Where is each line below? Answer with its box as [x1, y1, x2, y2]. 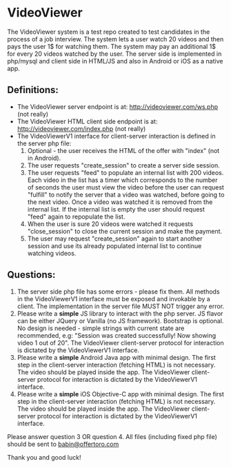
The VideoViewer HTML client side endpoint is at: [17, 117, 158, 125]
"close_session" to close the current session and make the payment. [27, 227, 223, 235]
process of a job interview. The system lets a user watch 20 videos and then [7, 34, 224, 43]
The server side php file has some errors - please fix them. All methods [17, 287, 220, 296]
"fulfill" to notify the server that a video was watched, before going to [27, 190, 225, 199]
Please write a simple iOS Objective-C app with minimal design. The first [17, 389, 224, 398]
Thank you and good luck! [7, 453, 81, 461]
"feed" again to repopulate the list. [27, 212, 125, 221]
